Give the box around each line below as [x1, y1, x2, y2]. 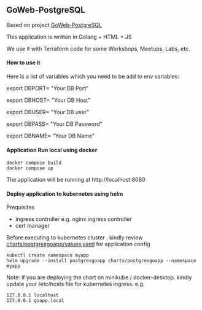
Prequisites [6, 204, 35, 211]
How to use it [6, 59, 41, 66]
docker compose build [6, 160, 62, 166]
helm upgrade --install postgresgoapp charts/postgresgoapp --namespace [6, 258, 196, 264]
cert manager [15, 222, 50, 230]
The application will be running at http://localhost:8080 [6, 176, 146, 184]
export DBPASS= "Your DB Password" [6, 120, 103, 128]
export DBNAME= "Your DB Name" [6, 132, 95, 140]
